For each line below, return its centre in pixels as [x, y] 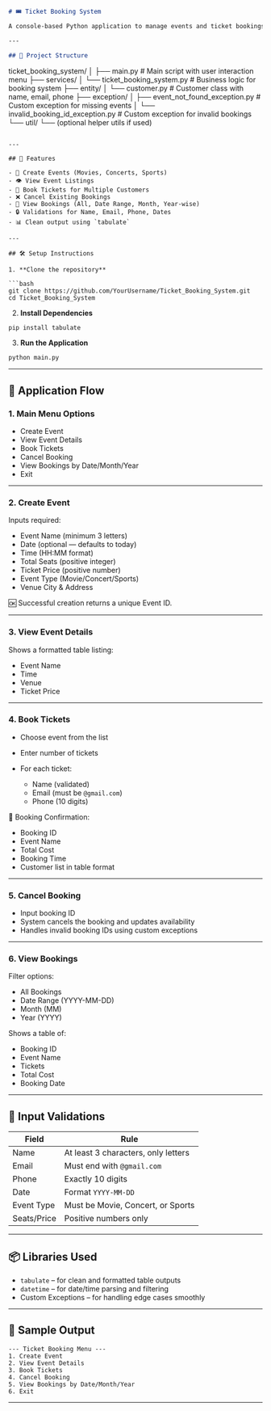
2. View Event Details [46, 1363]
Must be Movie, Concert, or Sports [129, 1206]
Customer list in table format [67, 867]
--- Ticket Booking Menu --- [57, 1349]
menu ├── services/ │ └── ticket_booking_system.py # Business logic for [132, 79]
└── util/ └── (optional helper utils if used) [80, 122]
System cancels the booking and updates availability [107, 922]
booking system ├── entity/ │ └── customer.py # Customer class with [126, 88]
